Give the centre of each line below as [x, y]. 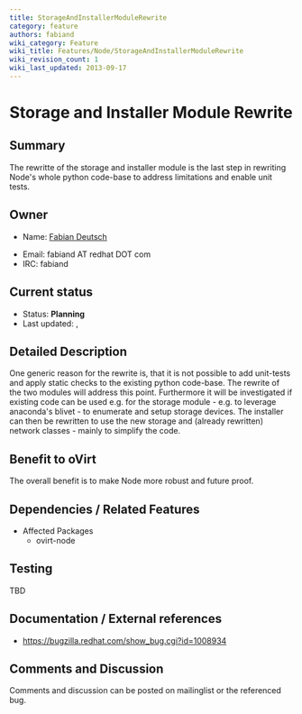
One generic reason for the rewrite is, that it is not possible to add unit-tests [150, 373]
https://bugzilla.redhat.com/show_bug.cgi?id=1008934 [124, 640]
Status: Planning [54, 314]
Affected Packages [58, 531]
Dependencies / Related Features [105, 509]
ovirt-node [55, 540]
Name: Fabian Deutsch [65, 236]
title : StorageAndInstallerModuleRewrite [88, 18]
